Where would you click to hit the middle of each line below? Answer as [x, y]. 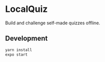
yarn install [19, 50]
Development [27, 38]
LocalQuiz [27, 9]
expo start [16, 55]
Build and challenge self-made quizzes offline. [53, 23]
